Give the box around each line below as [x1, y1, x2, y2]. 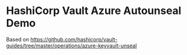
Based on [6, 36, 29, 43]
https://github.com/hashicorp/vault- [30, 36, 118, 43]
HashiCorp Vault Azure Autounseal [6, 4, 182, 18]
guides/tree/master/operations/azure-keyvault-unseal [6, 42, 137, 49]
